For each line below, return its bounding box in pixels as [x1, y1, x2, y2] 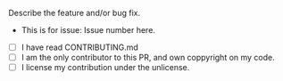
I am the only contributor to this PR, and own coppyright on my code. [21, 53, 276, 63]
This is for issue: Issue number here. [21, 25, 155, 35]
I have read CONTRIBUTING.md [21, 42, 139, 53]
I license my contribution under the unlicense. [21, 62, 190, 73]
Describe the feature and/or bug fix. [8, 8, 140, 18]
